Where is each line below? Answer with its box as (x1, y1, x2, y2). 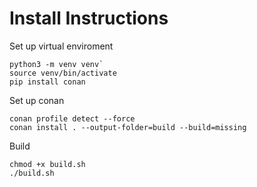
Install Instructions (9, 7, 169, 30)
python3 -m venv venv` (9, 59, 104, 69)
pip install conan (9, 77, 86, 87)
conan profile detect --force (9, 113, 136, 124)
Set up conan (9, 94, 65, 106)
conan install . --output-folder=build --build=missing (9, 122, 247, 132)
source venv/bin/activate (9, 68, 117, 78)
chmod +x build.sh (9, 159, 86, 169)
